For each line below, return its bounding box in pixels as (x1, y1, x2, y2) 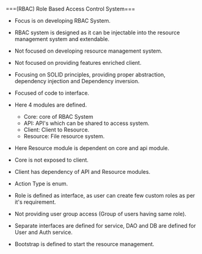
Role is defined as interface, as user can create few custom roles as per (14, 192, 195, 199)
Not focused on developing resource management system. (14, 47, 163, 54)
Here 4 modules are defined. (14, 101, 87, 108)
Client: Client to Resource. (23, 126, 90, 133)
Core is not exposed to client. (14, 156, 89, 163)
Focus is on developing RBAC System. (14, 17, 111, 24)
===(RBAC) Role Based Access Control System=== (5, 6, 135, 12)
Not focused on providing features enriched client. (14, 59, 142, 66)
